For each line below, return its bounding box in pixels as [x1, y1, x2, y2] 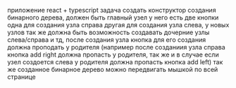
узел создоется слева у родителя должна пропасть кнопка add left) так [7, 58, 223, 66]
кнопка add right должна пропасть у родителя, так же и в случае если [7, 50, 220, 59]
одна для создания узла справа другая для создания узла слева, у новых [7, 21, 230, 29]
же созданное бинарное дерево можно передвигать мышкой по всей [7, 66, 218, 73]
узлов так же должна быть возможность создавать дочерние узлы [7, 28, 210, 36]
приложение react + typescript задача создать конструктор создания [7, 6, 216, 14]
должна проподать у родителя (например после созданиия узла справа [7, 43, 225, 51]
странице [7, 73, 37, 81]
